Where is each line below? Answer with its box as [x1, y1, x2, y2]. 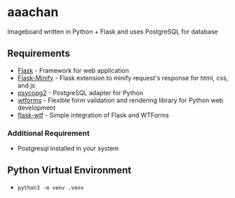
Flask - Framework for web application [17, 66, 130, 74]
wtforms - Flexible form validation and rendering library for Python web [17, 96, 224, 104]
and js [17, 81, 36, 90]
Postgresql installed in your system [17, 144, 119, 153]
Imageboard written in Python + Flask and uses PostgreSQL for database [7, 27, 219, 36]
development [17, 103, 56, 112]
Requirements [7, 48, 70, 59]
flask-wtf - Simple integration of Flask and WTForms [17, 111, 170, 119]
